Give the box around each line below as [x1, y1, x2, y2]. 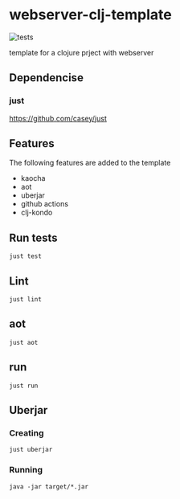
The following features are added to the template [9, 158, 171, 168]
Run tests [9, 231, 58, 244]
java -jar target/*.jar [9, 482, 89, 491]
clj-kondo [20, 207, 53, 218]
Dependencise [9, 71, 84, 85]
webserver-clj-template [9, 6, 172, 24]
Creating [9, 427, 44, 439]
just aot [9, 338, 39, 346]
